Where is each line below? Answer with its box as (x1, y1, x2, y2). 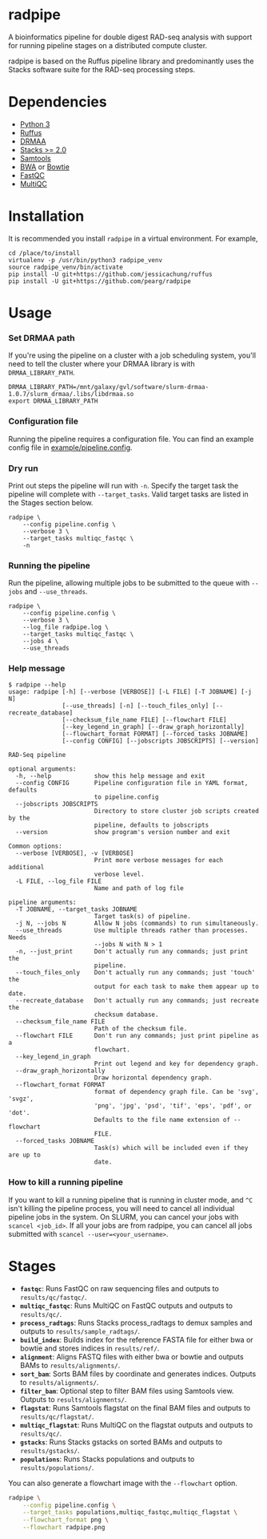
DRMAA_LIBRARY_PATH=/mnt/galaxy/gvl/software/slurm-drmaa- (8, 383, 209, 391)
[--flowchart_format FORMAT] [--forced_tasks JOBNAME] (62, 730, 249, 739)
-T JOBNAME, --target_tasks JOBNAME (15, 905, 137, 913)
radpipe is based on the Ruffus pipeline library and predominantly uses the (8, 56, 254, 66)
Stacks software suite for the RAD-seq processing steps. (8, 64, 196, 74)
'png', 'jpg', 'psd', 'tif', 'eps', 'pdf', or (94, 1102, 252, 1110)
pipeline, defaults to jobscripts (94, 821, 209, 829)
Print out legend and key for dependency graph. (94, 1060, 260, 1068)
